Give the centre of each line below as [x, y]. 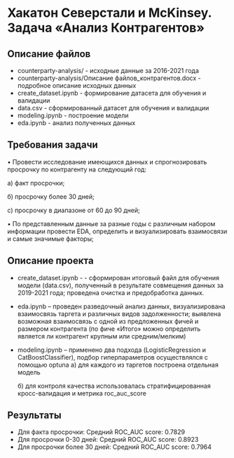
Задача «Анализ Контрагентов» [106, 28]
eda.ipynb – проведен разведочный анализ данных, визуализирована [121, 306]
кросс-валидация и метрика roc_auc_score [82, 393]
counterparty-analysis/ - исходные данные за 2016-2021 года [108, 71]
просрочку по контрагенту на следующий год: [77, 169]
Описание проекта [50, 261]
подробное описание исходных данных [77, 85]
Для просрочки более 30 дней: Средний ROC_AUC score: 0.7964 [115, 447]
